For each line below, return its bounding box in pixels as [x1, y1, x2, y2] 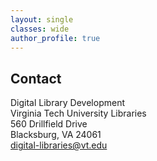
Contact [10, 70, 62, 87]
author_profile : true [10, 33, 101, 43]
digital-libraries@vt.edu [10, 139, 108, 151]
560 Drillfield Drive [10, 118, 88, 130]
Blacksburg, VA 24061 [10, 129, 102, 141]
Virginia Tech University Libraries [10, 107, 147, 120]
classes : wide [10, 24, 70, 34]
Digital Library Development [10, 97, 125, 109]
